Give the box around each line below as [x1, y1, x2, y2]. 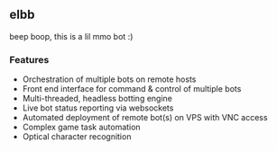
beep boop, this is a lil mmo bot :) [9, 31, 134, 41]
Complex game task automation [22, 121, 142, 133]
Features [9, 53, 50, 66]
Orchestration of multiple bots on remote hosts [22, 74, 197, 84]
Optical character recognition [22, 131, 132, 142]
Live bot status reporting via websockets [22, 102, 174, 113]
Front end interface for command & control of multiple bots [22, 84, 242, 94]
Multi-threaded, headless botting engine [22, 93, 173, 104]
